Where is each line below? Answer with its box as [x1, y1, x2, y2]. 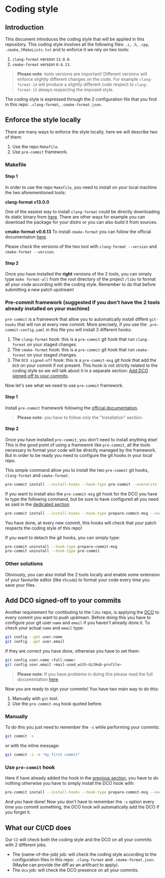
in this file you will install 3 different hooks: [46, 327, 132, 333]
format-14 [17, 82, 38, 87]
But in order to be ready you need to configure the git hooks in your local [5, 452, 153, 458]
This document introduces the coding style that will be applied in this [5, 36, 145, 42]
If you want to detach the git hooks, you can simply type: [5, 534, 120, 540]
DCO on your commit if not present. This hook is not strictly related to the [12, 362, 158, 368]
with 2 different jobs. [5, 842, 47, 847]
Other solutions [5, 561, 43, 567]
